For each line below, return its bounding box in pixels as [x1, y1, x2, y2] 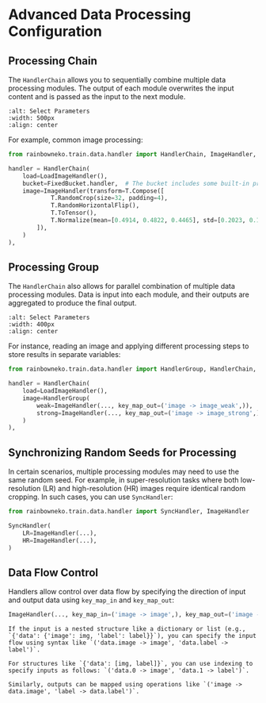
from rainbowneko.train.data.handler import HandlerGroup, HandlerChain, [8, 365, 257, 374]
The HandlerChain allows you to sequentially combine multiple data [8, 75, 226, 84]
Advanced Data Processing [8, 6, 192, 24]
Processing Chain [8, 54, 97, 67]
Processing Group [8, 260, 99, 274]
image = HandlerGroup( [22, 394, 90, 402]
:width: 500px [8, 114, 55, 122]
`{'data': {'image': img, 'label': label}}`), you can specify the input [8, 632, 257, 640]
